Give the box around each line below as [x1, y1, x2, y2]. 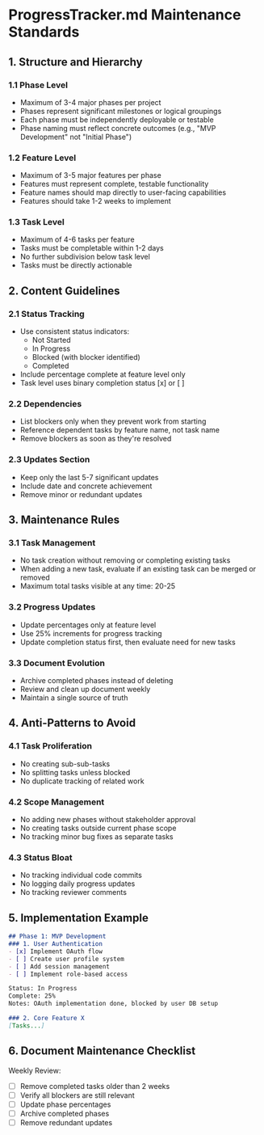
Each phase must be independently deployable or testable [19, 115, 214, 124]
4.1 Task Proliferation [8, 740, 93, 752]
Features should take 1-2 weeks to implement [19, 196, 171, 206]
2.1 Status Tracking [8, 308, 85, 319]
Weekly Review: [8, 1065, 61, 1075]
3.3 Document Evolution [8, 657, 105, 669]
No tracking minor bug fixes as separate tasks [19, 832, 174, 842]
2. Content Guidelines [8, 284, 120, 297]
